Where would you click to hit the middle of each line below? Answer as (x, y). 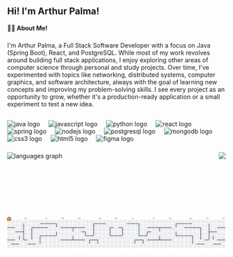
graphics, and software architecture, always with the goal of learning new (112, 82)
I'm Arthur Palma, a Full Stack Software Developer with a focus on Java (109, 45)
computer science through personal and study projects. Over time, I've (108, 67)
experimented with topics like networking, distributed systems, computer (112, 75)
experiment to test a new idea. (51, 104)
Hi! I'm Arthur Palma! (53, 11)
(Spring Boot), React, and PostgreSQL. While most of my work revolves (109, 53)
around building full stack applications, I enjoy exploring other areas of (108, 60)
